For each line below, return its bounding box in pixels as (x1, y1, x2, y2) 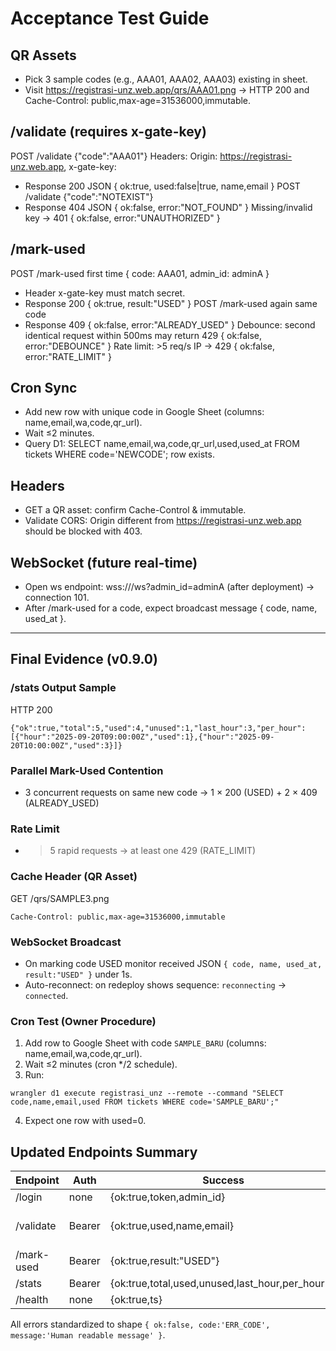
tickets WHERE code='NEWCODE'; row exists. (24, 448, 215, 461)
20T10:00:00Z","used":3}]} (10, 740, 123, 751)
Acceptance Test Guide (10, 7, 210, 30)
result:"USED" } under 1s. (24, 968, 133, 980)
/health (15, 1293, 49, 1307)
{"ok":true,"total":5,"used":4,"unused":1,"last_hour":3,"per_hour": (10, 723, 307, 733)
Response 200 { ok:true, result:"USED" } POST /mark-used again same (24, 297, 318, 309)
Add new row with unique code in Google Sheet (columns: (24, 406, 265, 418)
